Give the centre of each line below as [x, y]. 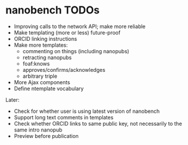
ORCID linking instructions [45, 39]
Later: [13, 99]
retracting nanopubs [47, 57]
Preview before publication [46, 136]
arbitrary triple [40, 76]
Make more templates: [41, 45]
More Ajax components [42, 82]
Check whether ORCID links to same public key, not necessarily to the [98, 123]
